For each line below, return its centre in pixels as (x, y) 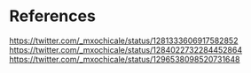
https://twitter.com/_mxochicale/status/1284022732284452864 (126, 49)
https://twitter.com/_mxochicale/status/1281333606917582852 (124, 40)
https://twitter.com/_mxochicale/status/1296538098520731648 (125, 59)
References (52, 16)
